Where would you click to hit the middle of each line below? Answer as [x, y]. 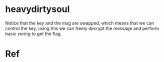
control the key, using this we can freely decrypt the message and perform [82, 28]
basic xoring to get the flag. [33, 33]
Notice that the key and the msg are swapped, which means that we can [79, 23]
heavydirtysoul [37, 9]
